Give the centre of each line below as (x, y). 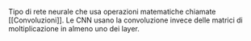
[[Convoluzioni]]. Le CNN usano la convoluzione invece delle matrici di (126, 20)
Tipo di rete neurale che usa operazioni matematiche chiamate (112, 12)
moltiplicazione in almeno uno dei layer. (74, 29)
